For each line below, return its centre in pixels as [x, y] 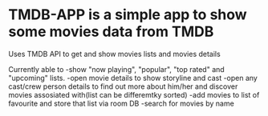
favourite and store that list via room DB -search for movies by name [121, 103]
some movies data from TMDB [111, 32]
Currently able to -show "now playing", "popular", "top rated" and [116, 69]
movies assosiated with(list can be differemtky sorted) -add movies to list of [134, 94]
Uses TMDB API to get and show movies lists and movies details [114, 54]
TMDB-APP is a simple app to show [128, 15]
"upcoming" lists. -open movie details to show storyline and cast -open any [133, 78]
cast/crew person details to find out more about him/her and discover [123, 86]
